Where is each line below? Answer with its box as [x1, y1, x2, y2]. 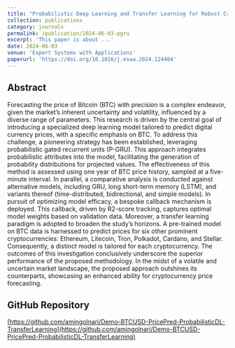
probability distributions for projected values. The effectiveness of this [7, 160, 210, 168]
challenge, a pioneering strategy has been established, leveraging [7, 137, 197, 146]
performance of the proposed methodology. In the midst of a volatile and [7, 256, 217, 265]
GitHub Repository [7, 299, 90, 311]
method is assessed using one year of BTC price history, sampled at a [7, 167, 208, 176]
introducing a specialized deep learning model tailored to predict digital [7, 123, 213, 131]
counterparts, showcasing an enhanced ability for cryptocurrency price [7, 271, 213, 280]
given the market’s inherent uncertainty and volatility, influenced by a [7, 108, 206, 116]
